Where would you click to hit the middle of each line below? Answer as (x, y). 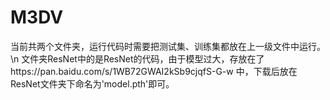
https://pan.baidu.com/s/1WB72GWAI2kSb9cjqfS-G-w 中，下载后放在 (154, 71)
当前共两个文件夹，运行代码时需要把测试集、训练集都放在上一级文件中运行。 (168, 46)
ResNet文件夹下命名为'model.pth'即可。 (92, 83)
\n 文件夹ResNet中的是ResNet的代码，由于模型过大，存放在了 (137, 58)
